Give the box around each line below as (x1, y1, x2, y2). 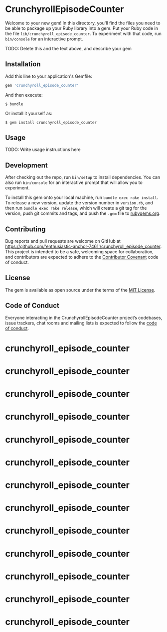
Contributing (5, 225, 46, 233)
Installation (5, 60, 41, 68)
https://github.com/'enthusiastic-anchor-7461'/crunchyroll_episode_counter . (5, 243, 162, 250)
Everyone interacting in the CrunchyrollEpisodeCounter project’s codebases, (5, 315, 163, 320)
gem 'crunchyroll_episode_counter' (5, 83, 79, 88)
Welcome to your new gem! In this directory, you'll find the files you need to (5, 20, 161, 26)
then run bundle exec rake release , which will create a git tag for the (5, 205, 147, 211)
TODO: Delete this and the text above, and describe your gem (5, 45, 132, 51)
